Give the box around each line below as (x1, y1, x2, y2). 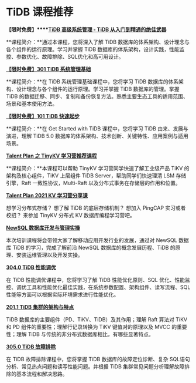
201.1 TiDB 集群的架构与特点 (6, 303, 74, 310)
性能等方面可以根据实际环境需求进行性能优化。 (6, 291, 119, 298)
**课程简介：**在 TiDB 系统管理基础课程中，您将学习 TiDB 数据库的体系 (6, 78, 179, 85)
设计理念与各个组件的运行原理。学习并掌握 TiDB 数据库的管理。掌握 (16, 85, 180, 92)
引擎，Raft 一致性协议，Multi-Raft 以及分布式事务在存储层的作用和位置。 (6, 179, 181, 186)
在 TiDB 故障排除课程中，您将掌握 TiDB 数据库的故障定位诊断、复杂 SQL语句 (6, 355, 190, 362)
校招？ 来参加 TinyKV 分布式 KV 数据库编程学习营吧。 (6, 211, 136, 219)
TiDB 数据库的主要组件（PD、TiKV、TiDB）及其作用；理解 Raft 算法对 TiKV (6, 315, 188, 323)
